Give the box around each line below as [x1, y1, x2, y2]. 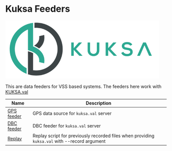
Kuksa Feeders [5, 3, 70, 15]
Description [85, 100, 112, 106]
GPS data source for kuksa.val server [32, 111, 112, 117]
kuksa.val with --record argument [32, 138, 106, 144]
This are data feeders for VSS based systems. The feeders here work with [5, 83, 162, 90]
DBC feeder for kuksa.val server [32, 123, 101, 129]
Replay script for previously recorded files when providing [32, 133, 155, 139]
